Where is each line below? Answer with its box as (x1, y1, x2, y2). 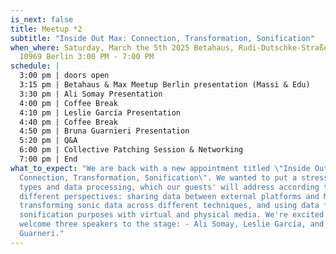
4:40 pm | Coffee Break (19, 117, 118, 127)
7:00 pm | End (19, 154, 78, 164)
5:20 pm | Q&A (19, 136, 78, 146)
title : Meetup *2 (10, 24, 83, 34)
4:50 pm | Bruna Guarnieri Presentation (19, 126, 190, 136)
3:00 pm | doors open (19, 71, 110, 81)
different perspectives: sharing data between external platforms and (19, 191, 320, 201)
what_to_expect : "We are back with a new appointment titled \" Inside (10, 163, 311, 173)
